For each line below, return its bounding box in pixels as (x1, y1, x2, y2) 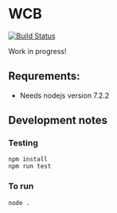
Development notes (8, 114, 107, 127)
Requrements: (8, 69, 80, 83)
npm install (8, 156, 48, 164)
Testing (8, 137, 38, 149)
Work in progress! (8, 46, 67, 56)
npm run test (8, 162, 52, 171)
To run (8, 180, 34, 192)
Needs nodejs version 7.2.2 (19, 91, 110, 100)
